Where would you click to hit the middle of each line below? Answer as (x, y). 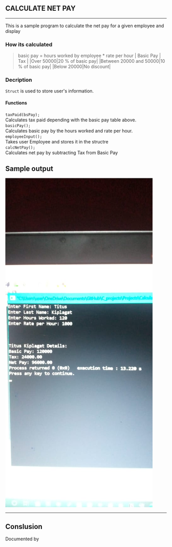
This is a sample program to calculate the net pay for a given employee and (85, 26)
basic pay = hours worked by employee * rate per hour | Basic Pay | (89, 56)
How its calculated (29, 44)
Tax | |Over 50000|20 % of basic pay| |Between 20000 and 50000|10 (91, 61)
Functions (16, 103)
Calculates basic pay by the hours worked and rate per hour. (69, 131)
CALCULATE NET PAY (40, 8)
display (13, 31)
